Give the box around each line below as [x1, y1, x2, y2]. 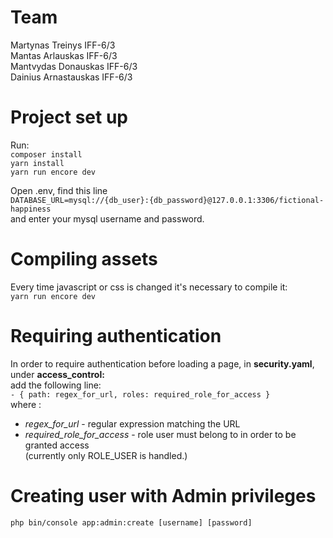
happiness [10, 204, 52, 214]
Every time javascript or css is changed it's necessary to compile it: [10, 281, 288, 293]
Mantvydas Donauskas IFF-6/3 [10, 60, 138, 72]
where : [10, 398, 42, 410]
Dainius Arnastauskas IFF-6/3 [10, 71, 133, 83]
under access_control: [10, 368, 105, 380]
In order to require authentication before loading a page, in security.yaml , [10, 357, 315, 370]
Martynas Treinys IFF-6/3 [10, 39, 116, 51]
